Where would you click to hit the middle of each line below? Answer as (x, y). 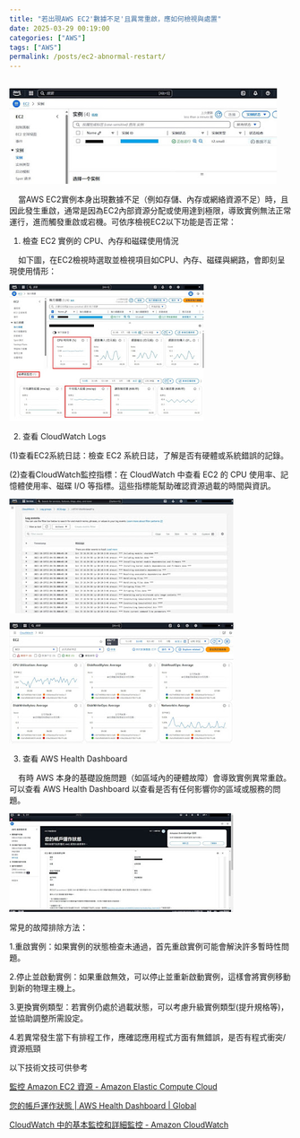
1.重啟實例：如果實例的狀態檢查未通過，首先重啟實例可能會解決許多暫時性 (146, 947)
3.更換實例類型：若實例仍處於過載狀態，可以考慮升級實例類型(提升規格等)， (149, 1007)
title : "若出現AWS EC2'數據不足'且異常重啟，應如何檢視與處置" (116, 19)
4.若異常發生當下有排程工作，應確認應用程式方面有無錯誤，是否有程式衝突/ (148, 1038)
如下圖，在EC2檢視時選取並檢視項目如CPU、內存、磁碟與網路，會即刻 (147, 260)
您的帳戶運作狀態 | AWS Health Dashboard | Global (103, 1106)
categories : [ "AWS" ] (48, 38)
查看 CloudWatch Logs (64, 437)
